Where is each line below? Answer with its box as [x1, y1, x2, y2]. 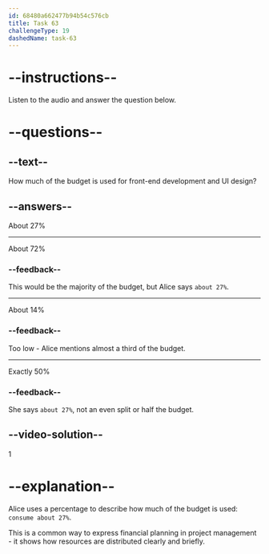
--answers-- [8, 200, 72, 213]
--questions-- [8, 123, 102, 141]
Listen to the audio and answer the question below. [8, 95, 177, 105]
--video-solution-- [8, 428, 103, 442]
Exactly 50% [8, 366, 50, 376]
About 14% [8, 305, 45, 315]
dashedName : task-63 [8, 34, 78, 42]
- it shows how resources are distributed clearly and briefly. [8, 536, 206, 546]
